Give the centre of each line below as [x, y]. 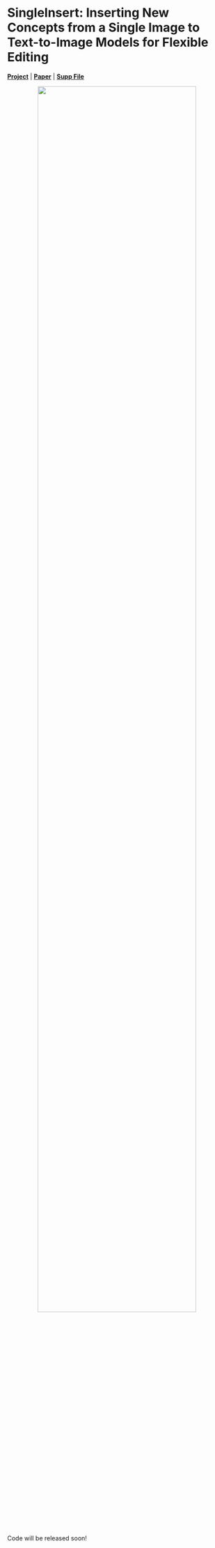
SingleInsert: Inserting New [88, 13]
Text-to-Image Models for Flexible [108, 42]
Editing [28, 57]
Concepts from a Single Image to [104, 27]
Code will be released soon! [47, 1538]
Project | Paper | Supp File [46, 76]
